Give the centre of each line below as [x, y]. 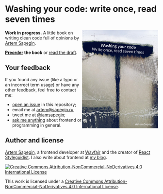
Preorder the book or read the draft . [41, 53]
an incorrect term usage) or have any [42, 85]
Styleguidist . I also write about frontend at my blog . [56, 157]
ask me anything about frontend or [47, 120]
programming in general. [37, 125]
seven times [30, 19]
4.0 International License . [94, 186]
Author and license [34, 140]
